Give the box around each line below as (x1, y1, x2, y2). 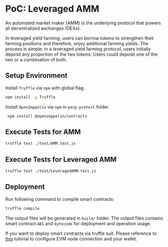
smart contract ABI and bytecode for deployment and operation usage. (5, 220, 151, 226)
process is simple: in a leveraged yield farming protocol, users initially (5, 46, 151, 52)
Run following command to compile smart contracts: (5, 196, 115, 202)
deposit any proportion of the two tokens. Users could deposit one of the (5, 51, 158, 57)
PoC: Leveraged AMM (5, 3, 99, 15)
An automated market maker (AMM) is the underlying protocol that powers (5, 20, 161, 26)
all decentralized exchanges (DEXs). (5, 25, 81, 31)
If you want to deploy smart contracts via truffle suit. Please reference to (5, 230, 157, 236)
